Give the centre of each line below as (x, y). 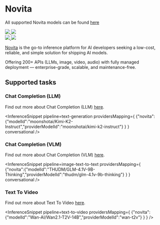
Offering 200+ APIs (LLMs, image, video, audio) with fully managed (72, 62)
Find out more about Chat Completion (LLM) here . (55, 107)
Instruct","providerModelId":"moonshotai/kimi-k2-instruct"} (64, 127)
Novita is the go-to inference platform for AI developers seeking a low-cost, (80, 48)
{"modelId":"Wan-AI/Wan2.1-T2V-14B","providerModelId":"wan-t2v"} (73, 217)
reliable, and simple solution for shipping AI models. (57, 52)
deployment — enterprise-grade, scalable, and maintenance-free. (71, 67)
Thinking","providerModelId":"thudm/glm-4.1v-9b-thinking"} (65, 174)
